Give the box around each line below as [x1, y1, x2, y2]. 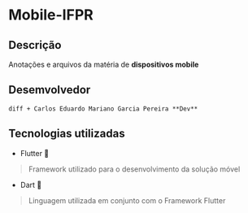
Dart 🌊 [20, 180, 42, 189]
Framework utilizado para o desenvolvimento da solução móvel [28, 164, 241, 174]
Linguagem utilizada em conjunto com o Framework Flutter [28, 195, 226, 205]
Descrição [8, 38, 62, 52]
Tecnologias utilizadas [8, 127, 125, 141]
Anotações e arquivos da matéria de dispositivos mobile [8, 59, 199, 69]
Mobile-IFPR [8, 6, 94, 24]
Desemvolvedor [8, 83, 91, 97]
